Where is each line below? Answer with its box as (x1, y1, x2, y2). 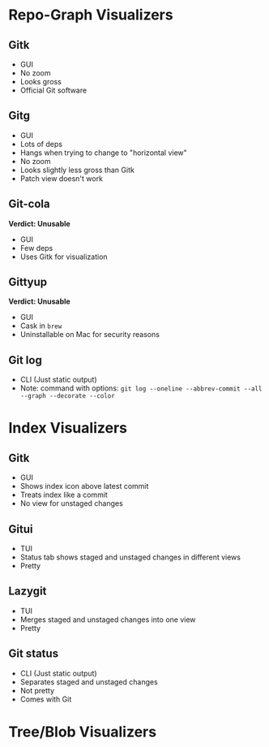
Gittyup (8, 275, 48, 289)
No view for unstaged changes (19, 499, 123, 508)
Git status (8, 647, 59, 661)
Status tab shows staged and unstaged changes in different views (19, 552, 241, 562)
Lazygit (8, 585, 47, 598)
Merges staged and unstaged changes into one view (19, 615, 196, 624)
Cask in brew (19, 321, 62, 330)
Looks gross (19, 77, 62, 86)
